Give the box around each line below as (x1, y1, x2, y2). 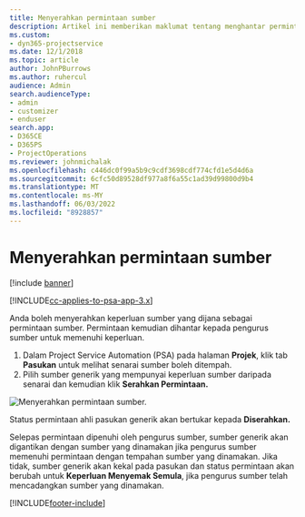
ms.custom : (9, 30, 51, 39)
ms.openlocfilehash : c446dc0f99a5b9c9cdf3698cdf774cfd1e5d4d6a (9, 166, 254, 175)
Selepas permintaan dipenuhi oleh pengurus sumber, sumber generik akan (9, 431, 289, 442)
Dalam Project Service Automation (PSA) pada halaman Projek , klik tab (22, 350, 288, 360)
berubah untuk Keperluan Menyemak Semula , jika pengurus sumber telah (9, 470, 289, 481)
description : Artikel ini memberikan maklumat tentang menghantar (9, 22, 266, 31)
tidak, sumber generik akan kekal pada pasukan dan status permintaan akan (9, 461, 295, 471)
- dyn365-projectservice (9, 38, 103, 48)
